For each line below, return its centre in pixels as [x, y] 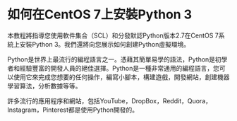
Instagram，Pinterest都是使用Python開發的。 [73, 110]
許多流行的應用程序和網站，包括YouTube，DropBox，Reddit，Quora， [109, 100]
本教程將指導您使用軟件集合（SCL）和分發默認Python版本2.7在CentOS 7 [113, 35]
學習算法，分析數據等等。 [44, 86]
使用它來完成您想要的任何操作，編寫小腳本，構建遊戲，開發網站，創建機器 [121, 77]
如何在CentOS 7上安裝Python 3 [100, 15]
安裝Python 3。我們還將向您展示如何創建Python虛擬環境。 [105, 44]
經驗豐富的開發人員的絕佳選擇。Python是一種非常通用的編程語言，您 [120, 68]
